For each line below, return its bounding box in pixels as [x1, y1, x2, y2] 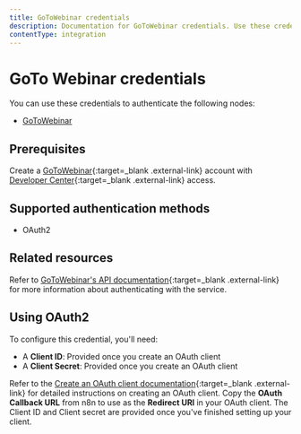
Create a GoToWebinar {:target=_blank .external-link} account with [9, 165, 254, 176]
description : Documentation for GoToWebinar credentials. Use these [9, 22, 271, 30]
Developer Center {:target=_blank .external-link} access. [9, 175, 217, 186]
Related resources [9, 250, 114, 265]
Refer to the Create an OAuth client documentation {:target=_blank [9, 378, 253, 388]
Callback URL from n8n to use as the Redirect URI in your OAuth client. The [9, 396, 288, 408]
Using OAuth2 [9, 310, 90, 325]
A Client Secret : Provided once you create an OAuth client [21, 360, 238, 371]
